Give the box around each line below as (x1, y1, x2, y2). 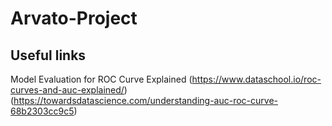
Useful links (10, 47, 87, 64)
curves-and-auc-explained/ (10, 84, 125, 96)
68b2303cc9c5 (10, 105, 75, 117)
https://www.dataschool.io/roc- (191, 73, 322, 85)
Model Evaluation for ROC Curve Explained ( (10, 73, 193, 85)
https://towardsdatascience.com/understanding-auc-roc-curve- (13, 95, 278, 106)
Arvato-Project (10, 7, 138, 30)
